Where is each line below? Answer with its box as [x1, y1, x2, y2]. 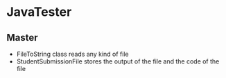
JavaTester [6, 4, 72, 20]
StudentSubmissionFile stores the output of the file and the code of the [16, 57, 220, 66]
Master [6, 32, 39, 43]
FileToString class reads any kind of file [16, 50, 129, 58]
